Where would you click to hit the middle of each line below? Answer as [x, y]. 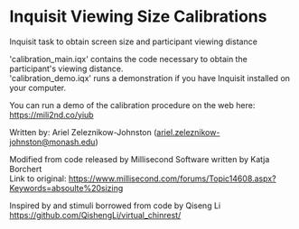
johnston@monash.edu [52, 142]
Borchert [26, 169]
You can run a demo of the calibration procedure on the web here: [132, 105]
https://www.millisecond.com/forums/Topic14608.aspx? [173, 179]
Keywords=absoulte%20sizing [66, 188]
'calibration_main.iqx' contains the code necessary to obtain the [129, 59]
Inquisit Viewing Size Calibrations [138, 17]
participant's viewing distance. [66, 69]
